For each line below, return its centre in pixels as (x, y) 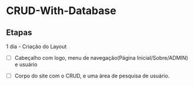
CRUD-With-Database (61, 11)
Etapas (19, 33)
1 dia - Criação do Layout (36, 46)
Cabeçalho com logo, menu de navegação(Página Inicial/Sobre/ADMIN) (101, 58)
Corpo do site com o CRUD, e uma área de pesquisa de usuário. (92, 76)
